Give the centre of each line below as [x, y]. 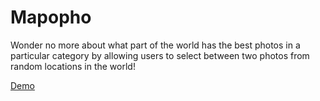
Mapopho [51, 17]
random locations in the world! [73, 66]
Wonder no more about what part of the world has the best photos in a [155, 45]
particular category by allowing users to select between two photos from [160, 55]
